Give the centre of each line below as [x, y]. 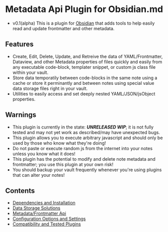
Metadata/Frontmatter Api [39, 213]
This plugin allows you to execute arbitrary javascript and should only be [88, 138]
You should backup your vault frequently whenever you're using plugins [87, 170]
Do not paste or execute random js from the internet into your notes [82, 148]
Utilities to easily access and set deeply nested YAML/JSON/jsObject [84, 93]
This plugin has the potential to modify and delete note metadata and [84, 159]
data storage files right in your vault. [50, 88]
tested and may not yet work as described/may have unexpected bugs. [86, 132]
